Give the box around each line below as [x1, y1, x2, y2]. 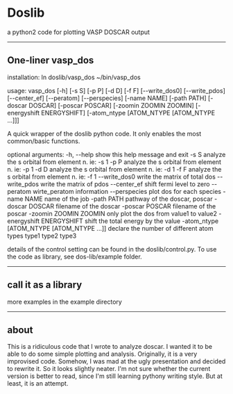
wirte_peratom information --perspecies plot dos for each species [32, 187, 222, 195]
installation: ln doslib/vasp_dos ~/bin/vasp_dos [7, 73, 141, 81]
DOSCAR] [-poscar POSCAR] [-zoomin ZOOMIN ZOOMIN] [28, 101, 194, 109]
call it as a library [7, 279, 83, 291]
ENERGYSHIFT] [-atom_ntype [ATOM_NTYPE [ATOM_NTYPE [41, 108, 216, 117]
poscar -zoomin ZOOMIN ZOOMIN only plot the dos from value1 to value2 [7, 209, 217, 217]
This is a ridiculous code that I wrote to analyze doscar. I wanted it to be [7, 343, 213, 351]
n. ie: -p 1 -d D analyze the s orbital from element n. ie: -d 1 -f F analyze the [7, 165, 222, 173]
